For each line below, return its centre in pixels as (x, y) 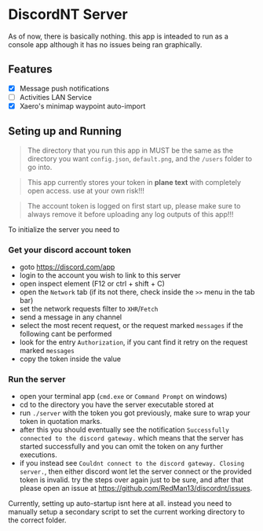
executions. (38, 455)
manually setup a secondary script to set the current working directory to (126, 512)
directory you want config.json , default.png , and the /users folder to (140, 158)
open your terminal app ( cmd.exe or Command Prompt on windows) (123, 396)
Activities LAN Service (56, 97)
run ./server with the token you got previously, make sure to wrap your (135, 413)
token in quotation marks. (61, 422)
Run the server (37, 379)
